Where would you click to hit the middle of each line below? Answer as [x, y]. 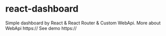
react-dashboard [42, 9]
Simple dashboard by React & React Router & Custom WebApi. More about [83, 23]
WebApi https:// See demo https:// [41, 28]
